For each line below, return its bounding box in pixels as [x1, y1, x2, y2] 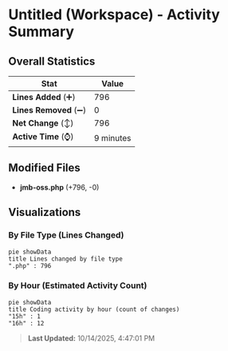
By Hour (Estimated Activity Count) [8, 280, 147, 291]
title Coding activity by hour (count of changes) [8, 305, 180, 313]
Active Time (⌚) [12, 131, 74, 142]
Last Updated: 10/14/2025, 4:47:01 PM [27, 333, 155, 343]
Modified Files [8, 162, 81, 175]
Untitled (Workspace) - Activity [8, 6, 221, 24]
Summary [8, 22, 74, 41]
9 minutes [93, 132, 132, 143]
